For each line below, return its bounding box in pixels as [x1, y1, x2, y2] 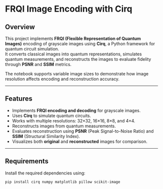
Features [5, 95, 33, 103]
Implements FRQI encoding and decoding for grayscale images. [12, 107, 141, 113]
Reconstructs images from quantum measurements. [12, 123, 116, 129]
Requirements [5, 157, 49, 166]
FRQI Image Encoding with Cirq [5, 3, 132, 15]
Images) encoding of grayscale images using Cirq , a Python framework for [5, 41, 155, 47]
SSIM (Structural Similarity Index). [12, 133, 80, 139]
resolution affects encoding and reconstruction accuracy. [5, 76, 120, 82]
